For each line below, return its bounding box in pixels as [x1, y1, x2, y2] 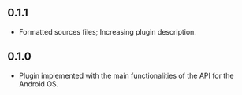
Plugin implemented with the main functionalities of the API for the [18, 71, 234, 80]
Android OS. [18, 79, 59, 89]
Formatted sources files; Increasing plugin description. [18, 27, 196, 36]
